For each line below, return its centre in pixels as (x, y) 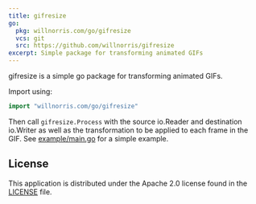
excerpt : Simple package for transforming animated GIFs (106, 53)
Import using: (30, 92)
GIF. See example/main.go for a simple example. (89, 138)
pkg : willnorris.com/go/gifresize (73, 31)
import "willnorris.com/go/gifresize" (73, 106)
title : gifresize (37, 16)
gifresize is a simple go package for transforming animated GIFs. (116, 76)
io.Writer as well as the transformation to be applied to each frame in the (128, 130)
